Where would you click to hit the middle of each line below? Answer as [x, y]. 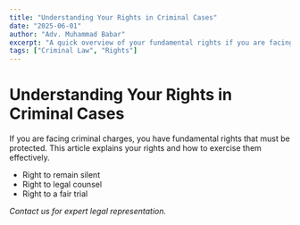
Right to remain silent [61, 175]
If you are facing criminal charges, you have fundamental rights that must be [150, 138]
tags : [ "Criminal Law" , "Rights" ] [74, 51]
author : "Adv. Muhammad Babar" [67, 34]
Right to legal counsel [62, 185]
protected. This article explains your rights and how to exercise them [135, 148]
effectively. [30, 158]
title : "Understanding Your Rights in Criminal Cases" [113, 17]
